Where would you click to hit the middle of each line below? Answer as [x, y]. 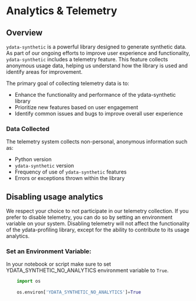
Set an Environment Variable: [49, 251]
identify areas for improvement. [44, 72]
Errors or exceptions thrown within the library [70, 178]
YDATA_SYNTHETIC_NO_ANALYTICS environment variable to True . [88, 270]
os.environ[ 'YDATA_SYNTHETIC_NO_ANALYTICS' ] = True [79, 292]
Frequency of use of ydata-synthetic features [71, 172]
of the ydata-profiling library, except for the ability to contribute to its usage [98, 230]
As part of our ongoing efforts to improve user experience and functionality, [98, 53]
